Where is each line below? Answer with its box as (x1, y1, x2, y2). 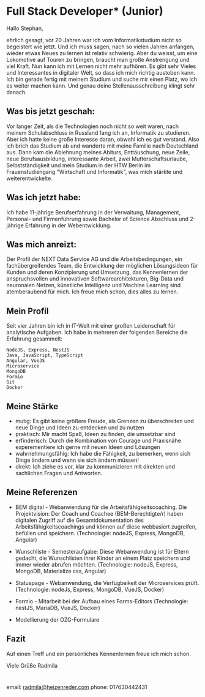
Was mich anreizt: (6, 239, 77, 249)
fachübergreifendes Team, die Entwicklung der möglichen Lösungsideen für (6, 262, 198, 269)
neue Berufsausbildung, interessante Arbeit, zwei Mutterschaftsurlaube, (6, 155, 188, 162)
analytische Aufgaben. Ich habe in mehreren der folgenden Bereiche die (6, 329, 188, 336)
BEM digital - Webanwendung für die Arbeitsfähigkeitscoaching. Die (15, 503, 187, 511)
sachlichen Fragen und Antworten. (15, 470, 103, 477)
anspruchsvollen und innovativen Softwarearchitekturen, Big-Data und (6, 275, 184, 282)
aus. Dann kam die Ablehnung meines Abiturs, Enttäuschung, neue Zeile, (6, 148, 190, 156)
